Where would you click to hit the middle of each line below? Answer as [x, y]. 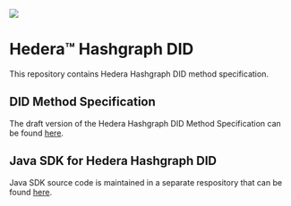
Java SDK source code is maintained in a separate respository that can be [146, 182]
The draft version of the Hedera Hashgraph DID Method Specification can [145, 123]
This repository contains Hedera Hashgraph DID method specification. [139, 74]
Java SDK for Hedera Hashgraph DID [113, 161]
